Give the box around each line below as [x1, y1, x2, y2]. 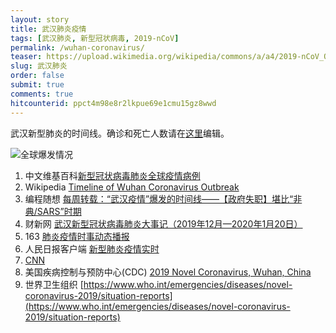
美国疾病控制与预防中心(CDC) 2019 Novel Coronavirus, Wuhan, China [24, 266, 312, 278]
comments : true [10, 89, 74, 99]
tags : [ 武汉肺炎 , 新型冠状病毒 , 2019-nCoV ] [10, 33, 180, 43]
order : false [10, 71, 65, 81]
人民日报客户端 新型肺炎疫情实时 [24, 242, 160, 255]
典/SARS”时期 [24, 205, 82, 217]
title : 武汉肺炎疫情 [10, 24, 87, 34]
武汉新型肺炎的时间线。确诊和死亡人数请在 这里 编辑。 [10, 127, 230, 139]
